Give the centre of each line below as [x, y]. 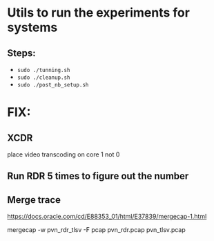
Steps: [21, 53]
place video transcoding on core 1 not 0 [64, 154]
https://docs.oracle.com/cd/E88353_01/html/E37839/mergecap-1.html [107, 217]
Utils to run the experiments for [98, 13]
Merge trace [34, 200]
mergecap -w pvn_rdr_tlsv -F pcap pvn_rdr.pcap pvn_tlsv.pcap [97, 230]
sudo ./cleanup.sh [43, 78]
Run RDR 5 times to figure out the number [98, 176]
